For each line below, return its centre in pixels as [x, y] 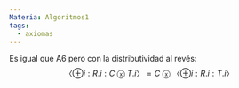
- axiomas [35, 33]
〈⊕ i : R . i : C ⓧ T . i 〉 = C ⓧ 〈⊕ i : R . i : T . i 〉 [149, 73]
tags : [19, 26]
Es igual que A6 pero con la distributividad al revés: [103, 59]
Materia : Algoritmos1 [49, 17]
